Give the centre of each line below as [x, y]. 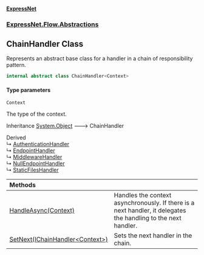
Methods [23, 185]
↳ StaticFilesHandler [32, 170]
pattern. [16, 65]
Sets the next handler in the [153, 236]
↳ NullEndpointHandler [36, 164]
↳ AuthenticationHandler [38, 144]
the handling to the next [148, 218]
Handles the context [143, 195]
